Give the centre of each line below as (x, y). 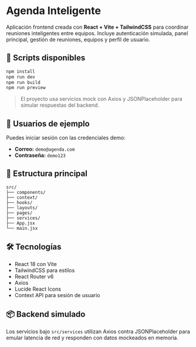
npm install (21, 72)
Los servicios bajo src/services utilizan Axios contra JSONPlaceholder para (98, 331)
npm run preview (26, 88)
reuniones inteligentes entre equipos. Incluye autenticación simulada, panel (97, 33)
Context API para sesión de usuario (57, 295)
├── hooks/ (19, 203)
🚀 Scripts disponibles (46, 58)
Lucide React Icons (38, 289)
